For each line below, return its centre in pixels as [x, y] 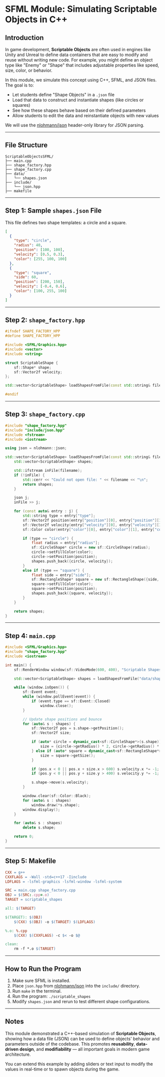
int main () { [18, 665]
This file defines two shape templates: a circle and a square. [66, 222]
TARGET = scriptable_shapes [34, 900]
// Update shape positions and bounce [62, 719]
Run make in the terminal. [37, 991]
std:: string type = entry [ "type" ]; [59, 516]
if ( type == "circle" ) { [48, 538]
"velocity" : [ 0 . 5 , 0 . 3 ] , [39, 254]
